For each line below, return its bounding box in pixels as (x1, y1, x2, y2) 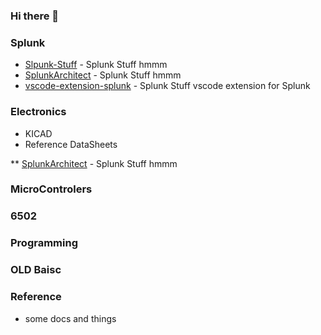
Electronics (10, 105, 67, 119)
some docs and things (24, 312, 117, 324)
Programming (10, 236, 78, 250)
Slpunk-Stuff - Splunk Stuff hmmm (24, 59, 168, 71)
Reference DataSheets (24, 138, 118, 150)
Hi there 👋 (10, 9, 60, 23)
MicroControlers (10, 182, 93, 196)
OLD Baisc (10, 263, 62, 277)
